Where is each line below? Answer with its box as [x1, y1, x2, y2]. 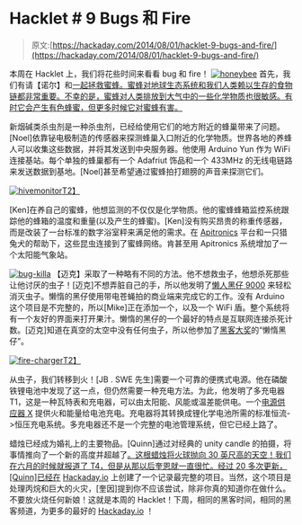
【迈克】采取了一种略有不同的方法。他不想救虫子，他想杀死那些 [52, 268, 289, 279]
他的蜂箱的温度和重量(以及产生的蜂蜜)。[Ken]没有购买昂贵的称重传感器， [16, 215, 288, 226]
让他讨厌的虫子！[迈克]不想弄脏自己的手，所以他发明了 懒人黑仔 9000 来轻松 [9, 280, 292, 290]
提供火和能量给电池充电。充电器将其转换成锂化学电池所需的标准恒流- [34, 407, 290, 418]
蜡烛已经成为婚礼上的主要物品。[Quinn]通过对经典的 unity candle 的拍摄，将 [9, 438, 292, 449]
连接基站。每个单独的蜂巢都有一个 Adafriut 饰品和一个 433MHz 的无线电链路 [9, 155, 293, 165]
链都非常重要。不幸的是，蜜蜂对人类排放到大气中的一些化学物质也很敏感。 [9, 91, 285, 102]
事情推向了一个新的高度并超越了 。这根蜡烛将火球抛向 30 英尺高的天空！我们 [9, 449, 292, 459]
